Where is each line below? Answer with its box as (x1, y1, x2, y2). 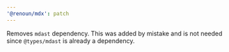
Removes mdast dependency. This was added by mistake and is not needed (6, 29, 223, 37)
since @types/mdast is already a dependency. (6, 36, 135, 45)
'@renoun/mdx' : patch (6, 10, 70, 17)
